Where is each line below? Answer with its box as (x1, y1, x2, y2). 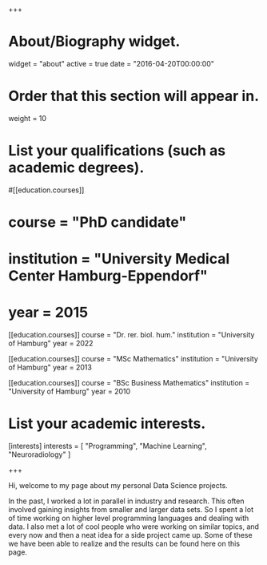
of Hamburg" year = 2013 (8, 362, 92, 373)
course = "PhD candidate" (8, 213, 187, 231)
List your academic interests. (8, 414, 206, 433)
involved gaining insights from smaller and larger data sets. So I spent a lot (8, 505, 254, 515)
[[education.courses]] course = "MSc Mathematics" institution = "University (8, 354, 258, 364)
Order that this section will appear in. (8, 87, 260, 105)
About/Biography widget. (8, 33, 181, 50)
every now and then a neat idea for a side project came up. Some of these (8, 531, 253, 540)
